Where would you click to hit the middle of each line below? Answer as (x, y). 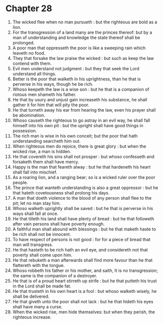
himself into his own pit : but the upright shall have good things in (78, 125)
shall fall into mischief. (35, 172)
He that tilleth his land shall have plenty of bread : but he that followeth (83, 219)
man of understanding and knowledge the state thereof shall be (76, 38)
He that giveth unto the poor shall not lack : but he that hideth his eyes (83, 301)
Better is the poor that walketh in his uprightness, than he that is (77, 79)
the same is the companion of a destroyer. (55, 275)
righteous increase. (32, 317)
